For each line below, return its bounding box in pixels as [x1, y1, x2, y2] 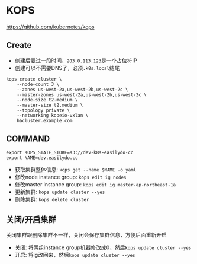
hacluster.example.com [17, 117, 73, 123]
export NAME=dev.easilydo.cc [6, 155, 78, 161]
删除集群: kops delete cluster [14, 195, 89, 202]
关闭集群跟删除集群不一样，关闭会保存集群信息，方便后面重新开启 [6, 231, 167, 238]
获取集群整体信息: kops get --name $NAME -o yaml [14, 166, 137, 173]
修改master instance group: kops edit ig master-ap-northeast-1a [14, 180, 176, 187]
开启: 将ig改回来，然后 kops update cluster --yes [14, 252, 135, 259]
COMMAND [6, 134, 50, 144]
